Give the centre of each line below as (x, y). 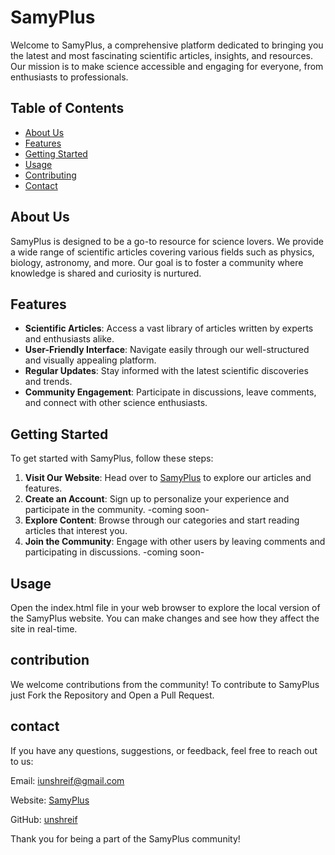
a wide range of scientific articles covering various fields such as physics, (162, 252)
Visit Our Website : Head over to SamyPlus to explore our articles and (168, 478)
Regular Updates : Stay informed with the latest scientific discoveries (166, 371)
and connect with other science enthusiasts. (116, 403)
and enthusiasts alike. (69, 339)
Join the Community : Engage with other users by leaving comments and (175, 542)
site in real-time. (44, 629)
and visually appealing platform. (90, 360)
